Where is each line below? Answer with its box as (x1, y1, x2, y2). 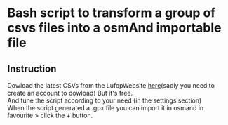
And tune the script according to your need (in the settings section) (7, 96, 202, 105)
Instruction (7, 63, 57, 74)
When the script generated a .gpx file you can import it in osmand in (7, 104, 204, 112)
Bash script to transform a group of (7, 5, 216, 21)
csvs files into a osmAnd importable (7, 20, 222, 36)
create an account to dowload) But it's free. (7, 89, 133, 97)
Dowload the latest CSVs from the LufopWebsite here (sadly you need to (7, 81, 215, 89)
